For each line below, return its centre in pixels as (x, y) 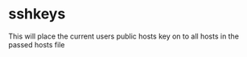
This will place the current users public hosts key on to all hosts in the (124, 36)
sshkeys (37, 14)
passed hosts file (37, 44)
